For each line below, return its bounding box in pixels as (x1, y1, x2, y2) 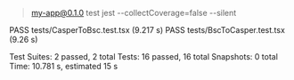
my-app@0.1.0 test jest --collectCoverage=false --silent (30, 8, 237, 18)
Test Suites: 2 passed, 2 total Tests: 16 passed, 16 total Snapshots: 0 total (9, 52, 279, 61)
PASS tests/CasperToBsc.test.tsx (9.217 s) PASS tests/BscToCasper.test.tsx (9, 25, 285, 35)
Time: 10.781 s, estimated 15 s (9, 61, 118, 71)
